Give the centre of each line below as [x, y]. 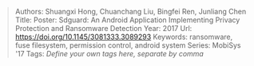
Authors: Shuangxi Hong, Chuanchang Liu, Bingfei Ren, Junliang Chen [131, 12]
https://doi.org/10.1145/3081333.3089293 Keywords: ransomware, [124, 37]
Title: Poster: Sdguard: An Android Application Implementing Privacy [127, 20]
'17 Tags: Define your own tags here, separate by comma [109, 54]
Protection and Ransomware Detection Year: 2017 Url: [103, 28]
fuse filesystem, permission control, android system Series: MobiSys [128, 45]
